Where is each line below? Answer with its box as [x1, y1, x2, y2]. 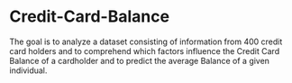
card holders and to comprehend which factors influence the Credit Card [9, 45, 280, 56]
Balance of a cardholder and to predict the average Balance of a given [9, 55, 270, 66]
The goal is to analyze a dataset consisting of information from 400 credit [9, 36, 283, 47]
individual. [9, 65, 48, 76]
